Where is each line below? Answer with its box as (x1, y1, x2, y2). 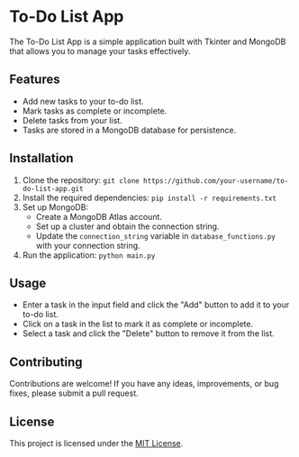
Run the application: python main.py (22, 250, 156, 260)
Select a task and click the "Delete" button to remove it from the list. (22, 328, 275, 339)
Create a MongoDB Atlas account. (35, 211, 162, 222)
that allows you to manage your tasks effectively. (9, 45, 191, 56)
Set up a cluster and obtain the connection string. (35, 221, 220, 232)
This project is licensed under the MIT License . (9, 438, 184, 448)
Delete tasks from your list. (22, 114, 123, 125)
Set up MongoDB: (22, 201, 88, 213)
